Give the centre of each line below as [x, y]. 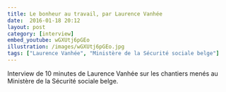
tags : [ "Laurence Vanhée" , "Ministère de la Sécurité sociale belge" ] [113, 54]
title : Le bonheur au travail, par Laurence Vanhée [85, 14]
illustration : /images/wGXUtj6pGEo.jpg [66, 47]
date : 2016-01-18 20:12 [44, 21]
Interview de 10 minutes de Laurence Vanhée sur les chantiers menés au [113, 73]
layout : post [26, 27]
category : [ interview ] [41, 34]
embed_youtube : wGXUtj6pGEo [49, 40]
